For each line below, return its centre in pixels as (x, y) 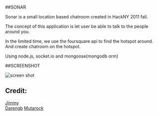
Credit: (16, 91)
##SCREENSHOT (23, 66)
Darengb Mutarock (24, 108)
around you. (17, 31)
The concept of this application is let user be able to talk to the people (77, 26)
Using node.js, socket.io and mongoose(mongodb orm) (62, 56)
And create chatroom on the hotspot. (43, 46)
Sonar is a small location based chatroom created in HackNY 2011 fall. (77, 17)
